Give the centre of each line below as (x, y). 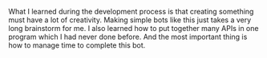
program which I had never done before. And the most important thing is (128, 37)
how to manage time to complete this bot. (77, 45)
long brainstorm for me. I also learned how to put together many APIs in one (133, 28)
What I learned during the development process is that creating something (131, 12)
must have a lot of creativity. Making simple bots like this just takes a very (130, 20)
